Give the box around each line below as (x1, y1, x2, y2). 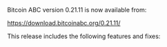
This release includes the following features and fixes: (7, 32, 161, 40)
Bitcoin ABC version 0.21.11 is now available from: (7, 6, 147, 14)
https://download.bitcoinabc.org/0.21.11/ (7, 19, 121, 27)
